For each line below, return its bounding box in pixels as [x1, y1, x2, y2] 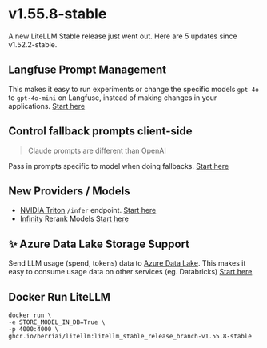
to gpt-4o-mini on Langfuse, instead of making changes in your [8, 93, 217, 102]
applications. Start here [8, 101, 86, 110]
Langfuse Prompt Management [8, 63, 166, 77]
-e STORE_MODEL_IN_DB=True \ [8, 318, 106, 326]
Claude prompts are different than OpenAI [27, 146, 166, 155]
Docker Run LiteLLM [8, 290, 110, 304]
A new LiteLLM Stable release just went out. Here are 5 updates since [8, 31, 237, 41]
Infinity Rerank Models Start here [19, 214, 130, 224]
